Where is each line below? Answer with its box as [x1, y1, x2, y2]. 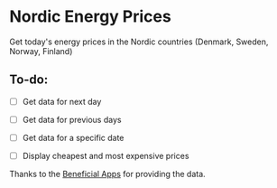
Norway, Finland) [9, 45, 73, 56]
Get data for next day [22, 96, 102, 107]
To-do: [9, 72, 49, 88]
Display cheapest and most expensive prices [22, 150, 189, 161]
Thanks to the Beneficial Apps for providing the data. [9, 169, 206, 179]
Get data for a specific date [22, 132, 125, 143]
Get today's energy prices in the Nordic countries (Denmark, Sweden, [9, 36, 269, 47]
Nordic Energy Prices [9, 6, 171, 27]
